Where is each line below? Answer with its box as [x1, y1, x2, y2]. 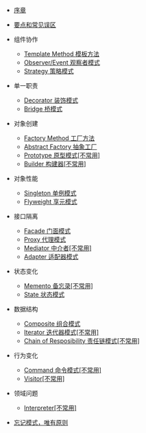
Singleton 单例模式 [23, 189, 77, 197]
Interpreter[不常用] [23, 404, 77, 412]
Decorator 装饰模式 [23, 96, 79, 104]
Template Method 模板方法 [23, 50, 99, 58]
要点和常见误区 [13, 21, 56, 29]
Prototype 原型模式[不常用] [23, 151, 101, 159]
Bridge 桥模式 [23, 105, 63, 113]
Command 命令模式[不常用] [23, 366, 101, 374]
